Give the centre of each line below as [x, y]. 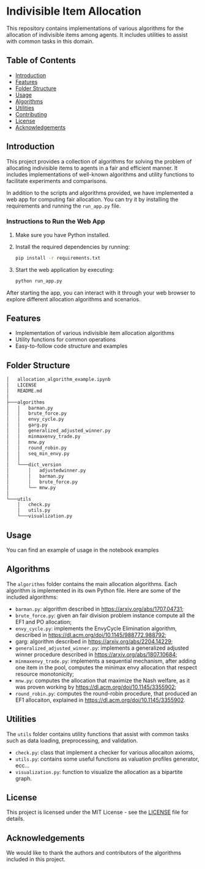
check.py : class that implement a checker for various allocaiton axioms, [105, 752]
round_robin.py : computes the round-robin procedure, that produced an [106, 693]
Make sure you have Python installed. [62, 235]
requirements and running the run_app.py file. [64, 206]
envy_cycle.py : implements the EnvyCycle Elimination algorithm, [96, 628]
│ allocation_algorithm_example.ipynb [59, 380]
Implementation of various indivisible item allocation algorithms [95, 333]
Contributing [31, 114]
